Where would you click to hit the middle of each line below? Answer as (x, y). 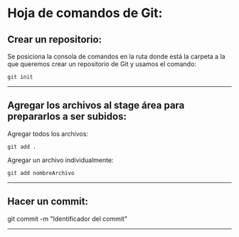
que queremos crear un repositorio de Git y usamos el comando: (102, 64)
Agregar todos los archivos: (48, 134)
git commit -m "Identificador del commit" (68, 218)
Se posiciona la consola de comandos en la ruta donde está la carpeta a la (116, 56)
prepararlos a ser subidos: (67, 116)
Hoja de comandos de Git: (85, 13)
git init (20, 77)
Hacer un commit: (48, 202)
